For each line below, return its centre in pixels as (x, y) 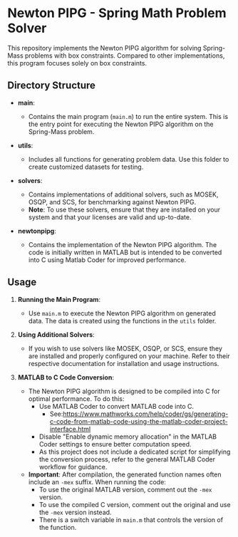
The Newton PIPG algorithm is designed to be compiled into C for (124, 391)
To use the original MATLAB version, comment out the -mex (125, 489)
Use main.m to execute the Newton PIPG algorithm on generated (122, 313)
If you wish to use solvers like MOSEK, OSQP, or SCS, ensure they (125, 348)
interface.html (70, 429)
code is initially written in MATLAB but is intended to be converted (125, 252)
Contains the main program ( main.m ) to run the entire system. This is (128, 116)
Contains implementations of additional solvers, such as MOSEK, (123, 194)
